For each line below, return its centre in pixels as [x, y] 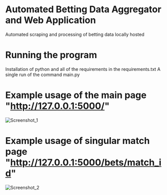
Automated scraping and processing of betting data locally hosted [75, 34]
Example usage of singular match [78, 141]
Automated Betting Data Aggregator [83, 9]
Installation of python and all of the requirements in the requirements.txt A [83, 69]
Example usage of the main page [76, 95]
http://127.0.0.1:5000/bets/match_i [86, 162]
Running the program [51, 55]
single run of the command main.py [43, 75]
